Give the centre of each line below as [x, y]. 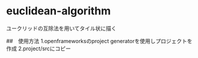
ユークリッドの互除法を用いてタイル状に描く [61, 28]
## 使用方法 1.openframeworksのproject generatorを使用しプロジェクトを [99, 41]
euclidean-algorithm [58, 11]
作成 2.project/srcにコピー [39, 48]
